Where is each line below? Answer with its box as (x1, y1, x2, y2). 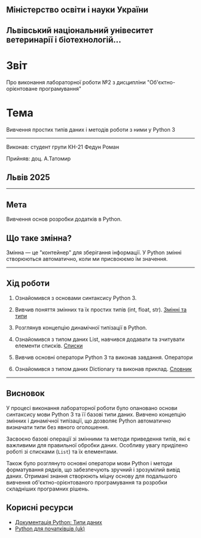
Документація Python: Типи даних (14, 518, 103, 525)
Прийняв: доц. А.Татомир (6, 154, 71, 162)
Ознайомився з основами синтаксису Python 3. (14, 294, 137, 301)
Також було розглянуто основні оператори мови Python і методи (6, 459, 172, 466)
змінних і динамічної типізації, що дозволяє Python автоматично (6, 417, 172, 424)
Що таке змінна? (6, 233, 72, 243)
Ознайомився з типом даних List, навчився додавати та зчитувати (14, 335, 185, 343)
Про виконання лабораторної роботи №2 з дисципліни (6, 78, 146, 86)
